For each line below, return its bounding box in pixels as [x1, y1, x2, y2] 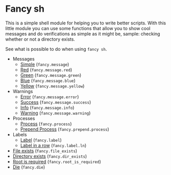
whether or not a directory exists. [5, 36, 76, 42]
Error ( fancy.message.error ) [20, 94, 79, 100]
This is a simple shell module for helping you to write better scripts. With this [5, 20, 166, 26]
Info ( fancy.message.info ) [20, 104, 75, 110]
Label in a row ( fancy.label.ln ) [20, 142, 87, 148]
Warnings [12, 88, 33, 94]
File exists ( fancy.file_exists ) [12, 148, 78, 154]
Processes [12, 115, 35, 121]
